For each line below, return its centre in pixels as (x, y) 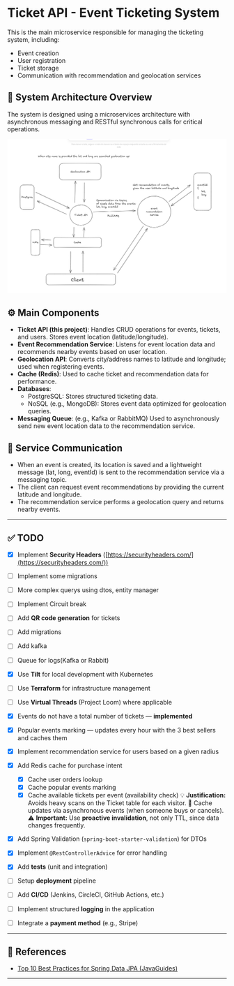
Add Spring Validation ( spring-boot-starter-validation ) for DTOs (112, 839)
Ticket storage (38, 68)
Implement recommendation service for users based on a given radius (118, 751)
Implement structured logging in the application (86, 908)
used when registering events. (61, 367)
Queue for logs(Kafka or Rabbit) (63, 660)
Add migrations (39, 632)
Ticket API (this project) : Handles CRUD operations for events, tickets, (119, 330)
